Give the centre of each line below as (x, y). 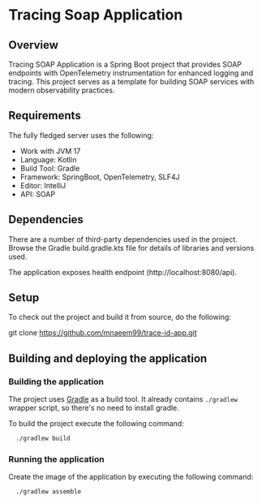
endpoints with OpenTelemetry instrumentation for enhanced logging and (131, 73)
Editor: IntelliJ (43, 185)
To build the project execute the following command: (96, 424)
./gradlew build (43, 439)
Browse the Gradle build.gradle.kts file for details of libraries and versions (131, 248)
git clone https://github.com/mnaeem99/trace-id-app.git (103, 333)
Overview (34, 45)
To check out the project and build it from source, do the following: (120, 317)
